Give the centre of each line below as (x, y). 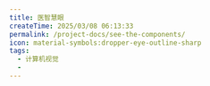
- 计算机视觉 (38, 59)
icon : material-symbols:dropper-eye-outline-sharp (105, 43)
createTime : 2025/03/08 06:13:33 (71, 26)
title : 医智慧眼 (37, 17)
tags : (19, 51)
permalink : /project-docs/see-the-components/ (97, 34)
